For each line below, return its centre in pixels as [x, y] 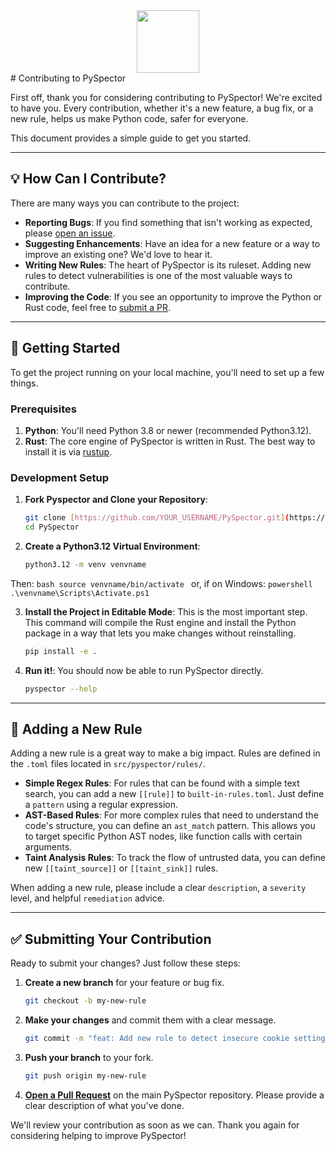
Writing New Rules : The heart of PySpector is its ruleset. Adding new [168, 265]
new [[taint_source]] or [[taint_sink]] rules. [121, 868]
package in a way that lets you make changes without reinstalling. [160, 633]
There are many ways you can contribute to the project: [125, 203]
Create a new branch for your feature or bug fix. [124, 983]
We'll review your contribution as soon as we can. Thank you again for [155, 1125]
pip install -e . [61, 651]
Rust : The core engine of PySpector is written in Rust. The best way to [170, 441]
